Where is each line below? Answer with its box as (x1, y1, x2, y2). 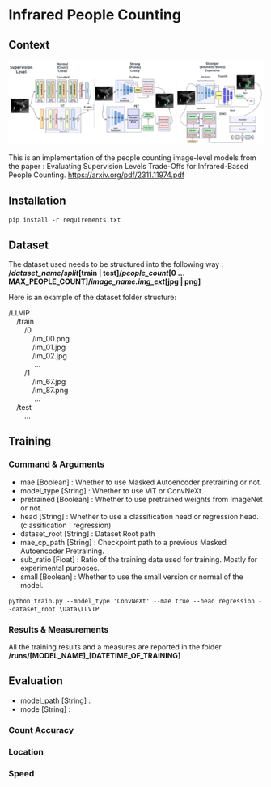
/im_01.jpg (32, 342, 66, 352)
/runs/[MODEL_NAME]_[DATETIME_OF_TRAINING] (8, 650, 181, 660)
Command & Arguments (8, 459, 105, 470)
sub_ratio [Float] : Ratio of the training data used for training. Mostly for (19, 554, 258, 564)
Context (8, 38, 50, 52)
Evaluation (8, 674, 63, 688)
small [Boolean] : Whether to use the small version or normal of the (19, 572, 244, 582)
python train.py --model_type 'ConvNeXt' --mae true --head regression (8, 597, 255, 605)
